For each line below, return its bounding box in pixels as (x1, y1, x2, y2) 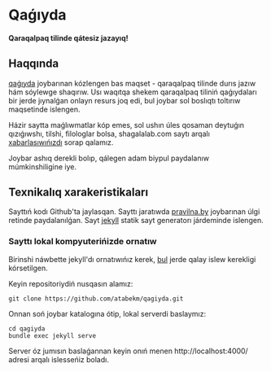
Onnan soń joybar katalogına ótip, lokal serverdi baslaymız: (8, 309, 207, 318)
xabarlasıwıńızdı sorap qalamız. (8, 137, 114, 147)
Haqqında (8, 57, 59, 71)
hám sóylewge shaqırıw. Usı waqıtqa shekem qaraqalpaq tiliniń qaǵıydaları (8, 87, 258, 97)
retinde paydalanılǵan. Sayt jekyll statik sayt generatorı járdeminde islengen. (8, 216, 264, 225)
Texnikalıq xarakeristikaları (8, 185, 149, 199)
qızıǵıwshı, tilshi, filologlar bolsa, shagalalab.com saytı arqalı (8, 129, 210, 138)
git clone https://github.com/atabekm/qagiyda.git (8, 295, 184, 303)
